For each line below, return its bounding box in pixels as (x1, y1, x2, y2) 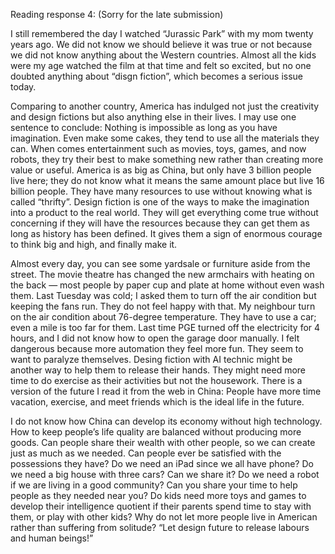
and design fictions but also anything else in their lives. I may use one (10, 111, 297, 123)
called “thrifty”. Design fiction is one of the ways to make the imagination (10, 196, 310, 208)
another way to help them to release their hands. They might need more (10, 364, 307, 376)
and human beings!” (10, 532, 94, 544)
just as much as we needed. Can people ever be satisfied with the (10, 447, 282, 459)
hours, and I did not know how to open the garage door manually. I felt (10, 332, 300, 344)
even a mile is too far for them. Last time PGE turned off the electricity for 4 (10, 322, 321, 333)
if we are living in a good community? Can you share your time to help (10, 479, 298, 491)
